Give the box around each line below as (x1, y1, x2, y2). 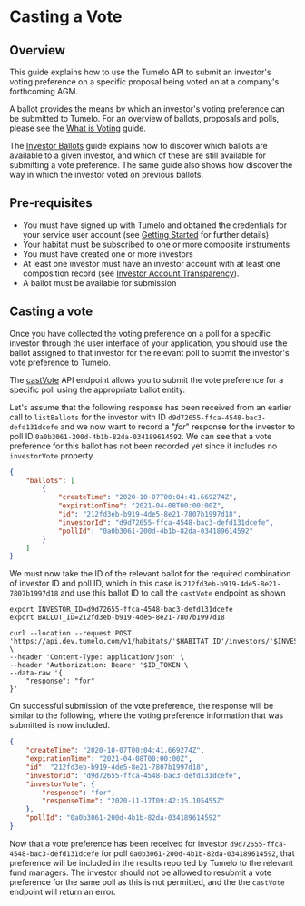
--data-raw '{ (9, 669, 64, 678)
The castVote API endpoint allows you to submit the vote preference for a (9, 374, 284, 385)
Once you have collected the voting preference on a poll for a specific (9, 328, 271, 339)
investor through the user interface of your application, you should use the (9, 338, 288, 349)
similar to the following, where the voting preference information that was (9, 710, 284, 721)
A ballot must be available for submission (22, 277, 177, 288)
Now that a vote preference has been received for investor (9, 838, 229, 849)
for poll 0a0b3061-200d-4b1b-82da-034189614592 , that (101, 847, 295, 859)
